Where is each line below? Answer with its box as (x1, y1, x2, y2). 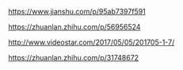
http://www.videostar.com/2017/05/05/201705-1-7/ (8, 37, 175, 47)
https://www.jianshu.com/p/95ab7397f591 (8, 7, 147, 16)
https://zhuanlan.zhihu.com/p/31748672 (8, 53, 139, 62)
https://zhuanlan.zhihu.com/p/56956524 (8, 22, 141, 31)
